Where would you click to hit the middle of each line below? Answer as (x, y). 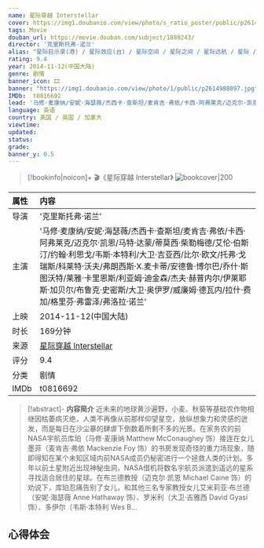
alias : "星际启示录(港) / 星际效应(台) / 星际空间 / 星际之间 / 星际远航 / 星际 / (132, 52)
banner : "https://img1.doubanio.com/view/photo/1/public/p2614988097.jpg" (133, 88)
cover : (19, 23)
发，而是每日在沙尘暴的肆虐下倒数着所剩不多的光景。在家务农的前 (134, 429)
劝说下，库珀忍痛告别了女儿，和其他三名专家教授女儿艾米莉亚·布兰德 (138, 488)
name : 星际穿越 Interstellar (53, 15)
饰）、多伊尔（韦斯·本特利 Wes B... (82, 507)
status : (21, 139)
